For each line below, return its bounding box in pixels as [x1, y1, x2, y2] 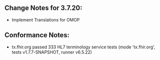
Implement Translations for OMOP [11, 17, 80, 22]
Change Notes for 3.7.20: [4, 4, 83, 12]
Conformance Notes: [4, 31, 70, 40]
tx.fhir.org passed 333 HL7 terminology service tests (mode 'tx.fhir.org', [11, 44, 156, 50]
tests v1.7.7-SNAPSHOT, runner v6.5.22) [11, 49, 92, 55]
